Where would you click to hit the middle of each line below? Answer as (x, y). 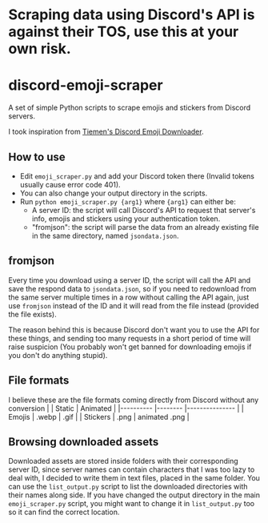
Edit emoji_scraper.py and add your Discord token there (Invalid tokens (137, 176)
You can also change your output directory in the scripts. (114, 193)
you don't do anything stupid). (58, 355)
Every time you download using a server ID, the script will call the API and (130, 280)
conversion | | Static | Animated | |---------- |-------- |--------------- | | (126, 408)
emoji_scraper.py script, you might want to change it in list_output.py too (131, 504)
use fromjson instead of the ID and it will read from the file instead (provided (134, 305)
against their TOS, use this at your (124, 32)
